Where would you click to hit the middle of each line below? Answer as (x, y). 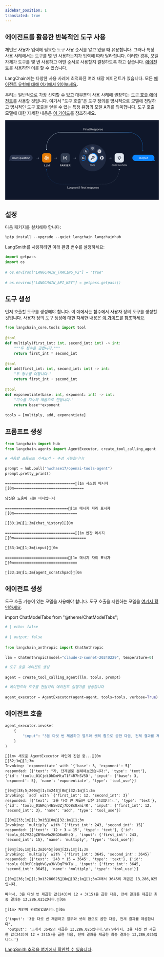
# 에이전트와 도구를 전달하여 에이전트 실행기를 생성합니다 (54, 687)
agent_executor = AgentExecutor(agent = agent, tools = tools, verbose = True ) (82, 697)
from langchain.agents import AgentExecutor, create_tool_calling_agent (81, 449)
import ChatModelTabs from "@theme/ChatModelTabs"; (62, 617)
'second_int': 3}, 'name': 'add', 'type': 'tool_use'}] (63, 810)
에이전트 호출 (24, 713)
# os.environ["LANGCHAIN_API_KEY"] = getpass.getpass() (63, 283)
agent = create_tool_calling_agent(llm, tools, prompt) (63, 677)
